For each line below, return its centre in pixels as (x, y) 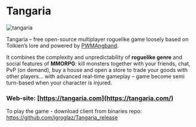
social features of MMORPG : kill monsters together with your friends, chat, (98, 63)
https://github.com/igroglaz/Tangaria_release (62, 117)
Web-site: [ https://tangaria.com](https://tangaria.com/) (90, 98)
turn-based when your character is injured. (59, 83)
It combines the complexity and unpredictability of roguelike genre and (94, 57)
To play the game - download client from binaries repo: (74, 111)
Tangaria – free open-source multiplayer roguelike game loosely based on (97, 39)
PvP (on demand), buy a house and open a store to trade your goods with (97, 69)
